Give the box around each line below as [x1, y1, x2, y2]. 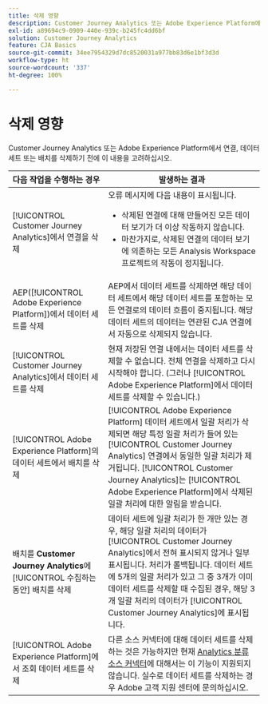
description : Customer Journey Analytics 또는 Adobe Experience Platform [8, 19, 255, 27]
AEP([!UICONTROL [12, 287, 84, 298]
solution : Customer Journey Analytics [8, 34, 137, 42]
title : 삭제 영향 [8, 11, 60, 20]
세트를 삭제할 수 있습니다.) [107, 391, 201, 402]
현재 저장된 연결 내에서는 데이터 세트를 [107, 343, 244, 354]
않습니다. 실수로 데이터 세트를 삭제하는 [107, 670, 244, 681]
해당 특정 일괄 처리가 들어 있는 [132, 428, 239, 440]
